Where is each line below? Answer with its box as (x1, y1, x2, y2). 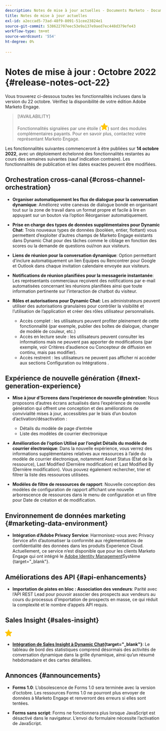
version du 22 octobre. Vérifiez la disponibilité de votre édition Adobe (5, 98, 147, 104)
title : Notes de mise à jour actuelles (5, 13, 87, 18)
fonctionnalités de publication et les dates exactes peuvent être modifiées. (5, 161, 157, 167)
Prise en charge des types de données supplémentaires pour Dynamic (12, 221, 160, 227)
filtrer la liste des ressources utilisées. (12, 472, 90, 478)
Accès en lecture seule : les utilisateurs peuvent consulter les (19, 334, 145, 340)
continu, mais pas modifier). (19, 349, 77, 355)
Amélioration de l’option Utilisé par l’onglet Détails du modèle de (12, 440, 147, 446)
